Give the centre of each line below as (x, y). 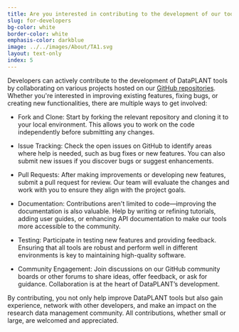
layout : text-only (34, 54)
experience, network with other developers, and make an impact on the (112, 305)
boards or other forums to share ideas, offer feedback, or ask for (112, 276)
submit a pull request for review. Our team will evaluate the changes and (123, 182)
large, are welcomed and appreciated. (63, 320)
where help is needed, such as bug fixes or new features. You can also (121, 153)
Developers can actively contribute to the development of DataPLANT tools (117, 80)
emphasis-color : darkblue (46, 41)
